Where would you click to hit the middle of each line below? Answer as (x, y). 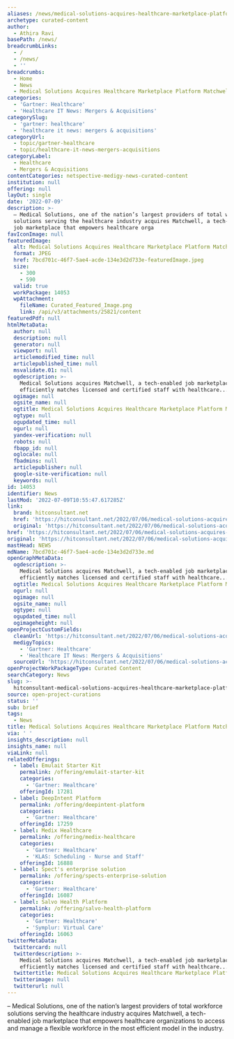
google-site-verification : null (61, 474)
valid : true (31, 286)
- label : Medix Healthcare (53, 831)
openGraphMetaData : (36, 559)
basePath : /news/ (32, 40)
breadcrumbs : (26, 72)
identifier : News (32, 493)
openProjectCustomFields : (45, 630)
